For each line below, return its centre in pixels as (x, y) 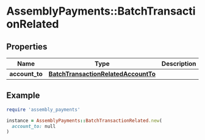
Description (179, 64)
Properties (27, 47)
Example (23, 96)
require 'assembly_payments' (43, 110)
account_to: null (34, 126)
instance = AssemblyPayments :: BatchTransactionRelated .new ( (85, 121)
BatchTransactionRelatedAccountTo (102, 74)
